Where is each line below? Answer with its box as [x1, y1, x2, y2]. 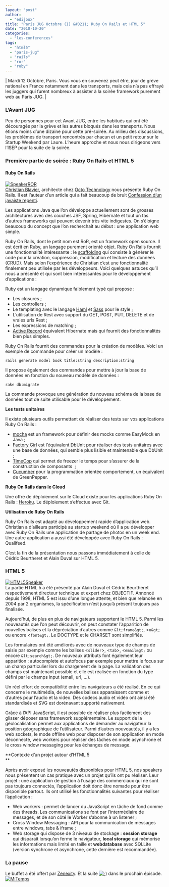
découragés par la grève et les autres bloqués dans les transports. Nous [5, 123, 155, 129]
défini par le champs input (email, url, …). [5, 674, 91, 680]
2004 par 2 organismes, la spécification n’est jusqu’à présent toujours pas [5, 600, 159, 606]
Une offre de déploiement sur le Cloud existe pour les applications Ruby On [5, 493, 162, 499]
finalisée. [5, 606, 24, 612]
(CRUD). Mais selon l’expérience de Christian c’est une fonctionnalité [5, 260, 148, 266]
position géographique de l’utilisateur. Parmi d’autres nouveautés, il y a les [5, 726, 159, 732]
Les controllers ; [12, 301, 46, 307]
